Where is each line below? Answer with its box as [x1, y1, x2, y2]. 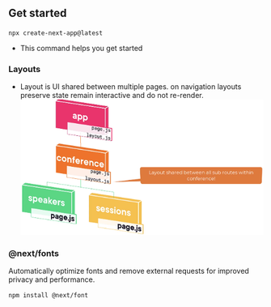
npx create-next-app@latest [8, 28, 104, 37]
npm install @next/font [8, 292, 89, 300]
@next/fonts [8, 247, 59, 258]
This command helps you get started [19, 43, 143, 53]
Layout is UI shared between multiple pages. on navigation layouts [19, 82, 242, 92]
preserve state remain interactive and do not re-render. [19, 91, 204, 100]
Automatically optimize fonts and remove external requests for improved [8, 266, 249, 276]
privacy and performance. [8, 275, 95, 284]
